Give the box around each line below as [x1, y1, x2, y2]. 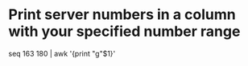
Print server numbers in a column [8, 6, 236, 24]
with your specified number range [8, 22, 241, 41]
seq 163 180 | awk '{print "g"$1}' [8, 49, 116, 58]
